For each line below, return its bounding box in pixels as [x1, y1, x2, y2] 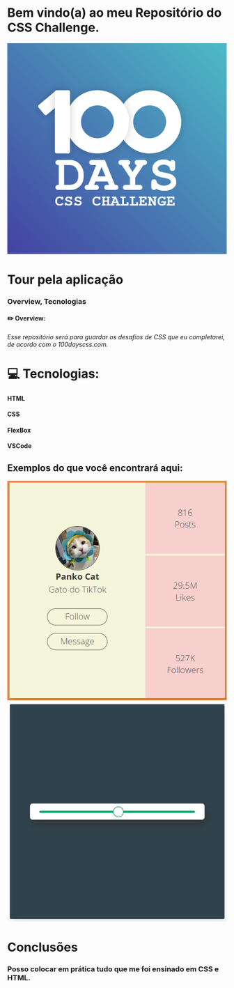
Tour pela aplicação [7, 272, 124, 287]
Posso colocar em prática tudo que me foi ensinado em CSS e [7, 964, 219, 974]
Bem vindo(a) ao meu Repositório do [7, 5, 222, 21]
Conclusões [7, 939, 79, 955]
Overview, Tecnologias [7, 296, 87, 306]
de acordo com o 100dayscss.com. [7, 340, 109, 348]
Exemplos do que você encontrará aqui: [7, 462, 183, 474]
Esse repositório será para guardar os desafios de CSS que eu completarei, [7, 332, 225, 341]
